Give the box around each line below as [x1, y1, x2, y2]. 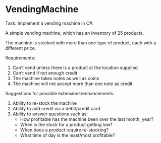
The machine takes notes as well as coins [12, 75, 99, 81]
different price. [5, 45, 36, 51]
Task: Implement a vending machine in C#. [5, 20, 94, 26]
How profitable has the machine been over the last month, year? [20, 116, 154, 122]
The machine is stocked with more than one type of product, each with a [5, 39, 156, 46]
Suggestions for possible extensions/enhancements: [5, 90, 115, 96]
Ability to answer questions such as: [12, 111, 88, 117]
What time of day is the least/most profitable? [20, 132, 115, 138]
